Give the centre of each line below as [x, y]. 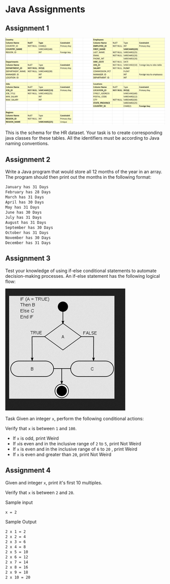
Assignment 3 [28, 258]
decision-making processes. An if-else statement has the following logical [83, 276]
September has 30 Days [29, 228]
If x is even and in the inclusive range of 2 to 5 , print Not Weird [77, 443]
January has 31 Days [27, 187]
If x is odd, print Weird [36, 438]
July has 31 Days [24, 217]
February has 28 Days [28, 192]
